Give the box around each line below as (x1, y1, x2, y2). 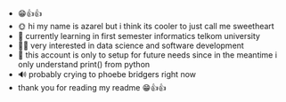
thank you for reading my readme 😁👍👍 (17, 82, 167, 92)
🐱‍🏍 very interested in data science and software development (17, 40, 245, 51)
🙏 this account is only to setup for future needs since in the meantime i (17, 50, 278, 60)
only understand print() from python (17, 59, 151, 69)
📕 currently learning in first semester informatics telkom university (17, 31, 261, 41)
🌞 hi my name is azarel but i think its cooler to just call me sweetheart (17, 21, 274, 31)
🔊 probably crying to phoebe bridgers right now (17, 69, 196, 79)
